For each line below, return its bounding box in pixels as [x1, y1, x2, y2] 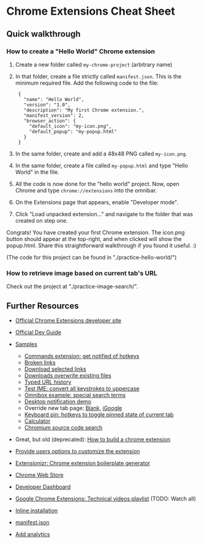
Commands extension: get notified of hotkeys [24, 352, 140, 359]
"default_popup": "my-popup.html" [29, 129, 118, 135]
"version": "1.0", [23, 102, 70, 108]
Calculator [24, 417, 51, 425]
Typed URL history [24, 378, 72, 386]
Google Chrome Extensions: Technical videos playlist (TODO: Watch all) [15, 494, 196, 502]
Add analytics [15, 531, 50, 538]
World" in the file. [15, 168, 59, 176]
